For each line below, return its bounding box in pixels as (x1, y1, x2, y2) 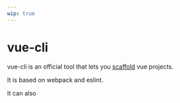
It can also (7, 89, 36, 97)
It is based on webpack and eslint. (7, 76, 104, 84)
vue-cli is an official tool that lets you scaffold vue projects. (7, 62, 174, 71)
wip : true (7, 10, 36, 17)
